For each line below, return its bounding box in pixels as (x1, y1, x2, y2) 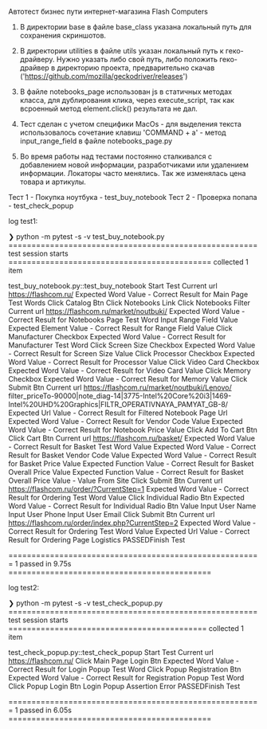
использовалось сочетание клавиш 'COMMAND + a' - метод (19, 127, 226, 137)
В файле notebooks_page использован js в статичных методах (19, 87, 233, 96)
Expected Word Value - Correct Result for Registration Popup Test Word (8, 673, 245, 682)
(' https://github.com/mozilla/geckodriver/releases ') (19, 72, 188, 80)
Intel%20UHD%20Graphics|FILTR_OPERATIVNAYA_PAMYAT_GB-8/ (8, 400, 229, 409)
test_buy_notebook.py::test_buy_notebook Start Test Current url (8, 281, 218, 290)
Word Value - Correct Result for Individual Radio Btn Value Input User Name (8, 501, 257, 511)
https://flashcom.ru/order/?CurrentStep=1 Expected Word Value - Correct (8, 484, 249, 493)
